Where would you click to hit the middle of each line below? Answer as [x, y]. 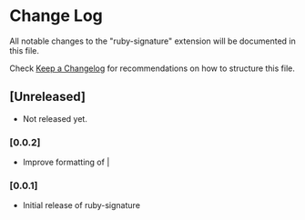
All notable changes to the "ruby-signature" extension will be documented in [152, 41]
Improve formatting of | [66, 162]
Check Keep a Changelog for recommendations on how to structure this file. [152, 68]
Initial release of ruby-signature [81, 205]
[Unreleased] [48, 97]
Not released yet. [55, 118]
